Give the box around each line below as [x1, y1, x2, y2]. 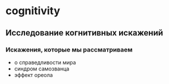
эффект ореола [14, 71, 53, 78]
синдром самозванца [14, 65, 70, 72]
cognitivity [5, 4, 61, 18]
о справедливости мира [14, 59, 76, 66]
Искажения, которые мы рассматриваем [5, 46, 133, 54]
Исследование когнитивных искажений [5, 28, 164, 38]
